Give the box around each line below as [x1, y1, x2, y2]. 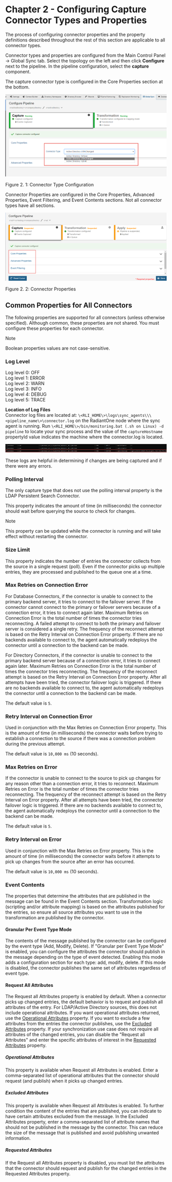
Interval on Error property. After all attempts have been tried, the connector [5, 797, 164, 803]
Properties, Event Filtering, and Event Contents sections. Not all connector [5, 197, 162, 203]
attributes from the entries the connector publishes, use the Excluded [5, 1021, 152, 1027]
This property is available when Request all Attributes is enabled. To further [5, 1103, 164, 1109]
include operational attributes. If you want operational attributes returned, [5, 1010, 160, 1016]
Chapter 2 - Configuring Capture [5, 4, 147, 15]
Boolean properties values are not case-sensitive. [5, 345, 110, 351]
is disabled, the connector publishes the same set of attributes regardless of [5, 965, 166, 971]
